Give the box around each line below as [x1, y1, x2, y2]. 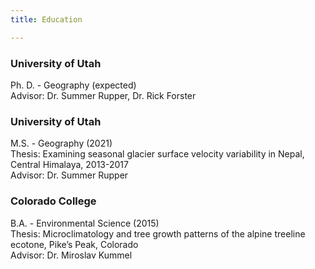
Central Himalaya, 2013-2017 [10, 159, 129, 171]
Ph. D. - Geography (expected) [10, 79, 137, 91]
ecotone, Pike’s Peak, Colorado [10, 238, 139, 250]
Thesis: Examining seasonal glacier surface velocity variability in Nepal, [10, 148, 305, 160]
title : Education [10, 14, 83, 25]
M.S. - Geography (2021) [10, 137, 113, 150]
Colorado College [10, 194, 97, 208]
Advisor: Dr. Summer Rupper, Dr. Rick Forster [10, 89, 197, 101]
